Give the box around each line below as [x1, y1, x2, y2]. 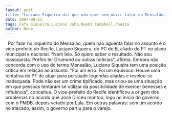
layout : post [5, 7, 33, 13]
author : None [5, 26, 33, 32]
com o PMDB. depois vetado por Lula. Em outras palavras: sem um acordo [5, 100, 162, 106]
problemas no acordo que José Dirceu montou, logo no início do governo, [5, 95, 161, 101]
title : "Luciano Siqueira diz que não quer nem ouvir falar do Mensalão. [5, 12, 166, 17]
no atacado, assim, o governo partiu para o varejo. [5, 105, 112, 111]
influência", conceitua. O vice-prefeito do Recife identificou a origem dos [5, 89, 159, 95]
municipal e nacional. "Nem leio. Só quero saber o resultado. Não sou [5, 51, 152, 57]
